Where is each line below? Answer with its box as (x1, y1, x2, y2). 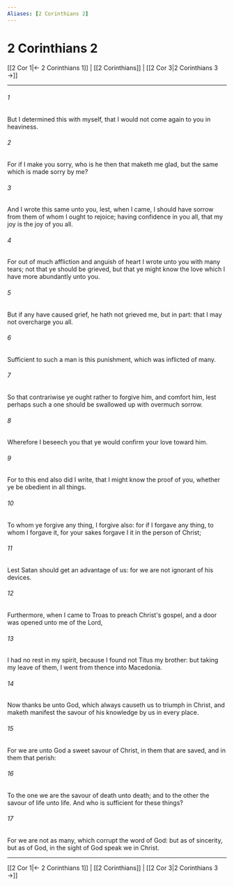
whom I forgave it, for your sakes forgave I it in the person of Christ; (7, 528, 202, 537)
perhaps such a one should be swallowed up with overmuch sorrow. (7, 400, 203, 409)
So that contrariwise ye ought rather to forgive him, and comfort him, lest (7, 393, 217, 401)
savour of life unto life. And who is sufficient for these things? (7, 798, 183, 807)
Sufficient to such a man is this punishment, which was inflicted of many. (7, 355, 217, 363)
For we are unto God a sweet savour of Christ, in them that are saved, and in (7, 746, 226, 755)
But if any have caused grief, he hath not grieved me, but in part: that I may (7, 310, 222, 319)
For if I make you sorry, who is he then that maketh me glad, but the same (7, 160, 219, 168)
